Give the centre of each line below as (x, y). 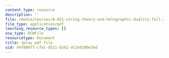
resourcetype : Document (30, 38)
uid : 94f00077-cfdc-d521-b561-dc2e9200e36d (52, 47)
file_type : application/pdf (35, 24)
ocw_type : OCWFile (24, 33)
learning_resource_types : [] (36, 29)
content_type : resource (30, 10)
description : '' (22, 15)
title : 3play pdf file (29, 43)
